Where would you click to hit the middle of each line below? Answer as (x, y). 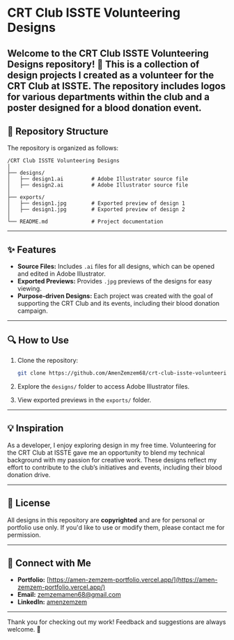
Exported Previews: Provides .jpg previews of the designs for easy (115, 281)
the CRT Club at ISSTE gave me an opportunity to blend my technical (106, 452)
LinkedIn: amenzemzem (52, 602)
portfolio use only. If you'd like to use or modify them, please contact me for (116, 527)
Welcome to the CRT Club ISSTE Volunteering (108, 53)
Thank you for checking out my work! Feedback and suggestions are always (117, 622)
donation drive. (29, 474)
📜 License (29, 503)
